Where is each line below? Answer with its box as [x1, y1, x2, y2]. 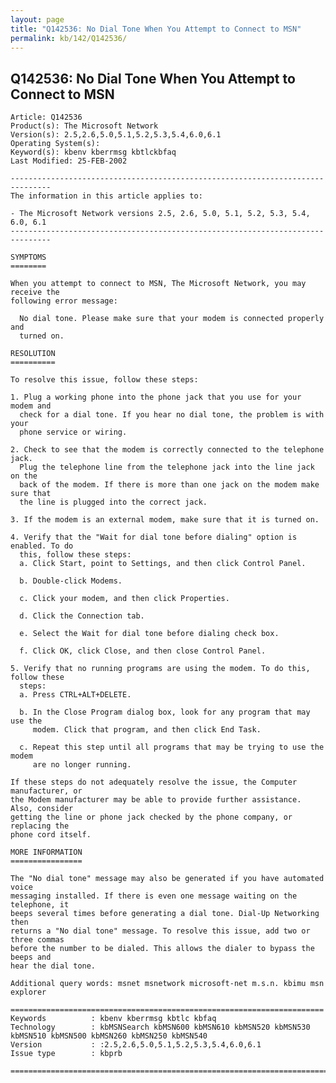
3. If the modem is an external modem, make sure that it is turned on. [10, 515, 320, 525]
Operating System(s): [10, 139, 101, 149]
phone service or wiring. [19, 427, 128, 438]
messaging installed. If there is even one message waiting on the [10, 891, 298, 901]
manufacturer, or [10, 786, 83, 796]
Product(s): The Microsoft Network [10, 121, 159, 131]
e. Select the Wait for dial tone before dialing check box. [19, 629, 280, 639]
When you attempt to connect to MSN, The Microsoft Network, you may [10, 279, 307, 289]
